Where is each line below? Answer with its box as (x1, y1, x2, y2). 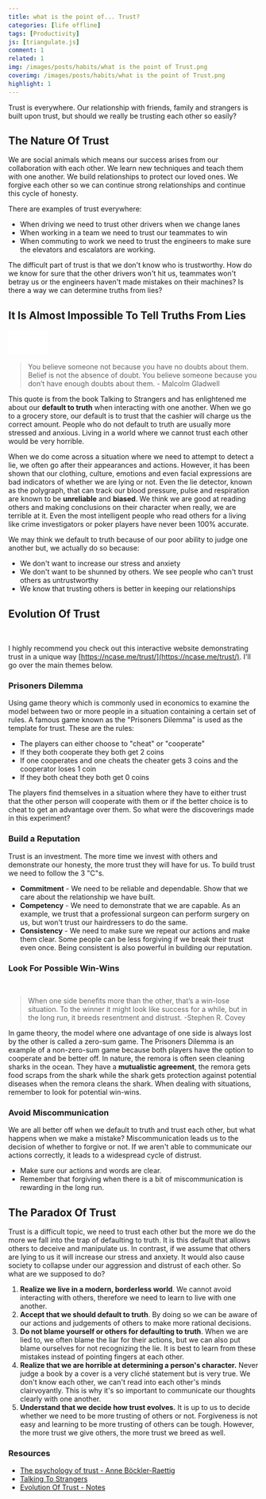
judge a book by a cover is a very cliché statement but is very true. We (19, 1369, 251, 1378)
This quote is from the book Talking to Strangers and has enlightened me (8, 394, 247, 404)
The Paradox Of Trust (8, 1206, 117, 1219)
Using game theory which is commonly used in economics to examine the (8, 698, 250, 708)
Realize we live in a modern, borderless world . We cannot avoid (19, 1285, 232, 1294)
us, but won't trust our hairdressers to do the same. (19, 918, 188, 927)
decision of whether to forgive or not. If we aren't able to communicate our (8, 1142, 253, 1152)
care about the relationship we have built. (19, 892, 156, 902)
